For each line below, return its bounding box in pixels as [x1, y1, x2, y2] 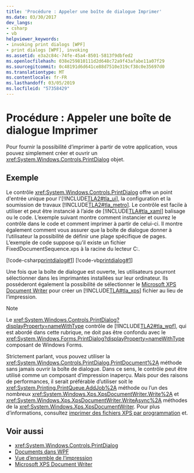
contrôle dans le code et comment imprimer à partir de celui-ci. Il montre [6, 220, 183, 227]
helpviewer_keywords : [6, 36, 60, 42]
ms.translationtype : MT [6, 69, 65, 75]
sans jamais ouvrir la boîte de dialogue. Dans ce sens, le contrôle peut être [6, 365, 188, 372]
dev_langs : [6, 20, 33, 25]
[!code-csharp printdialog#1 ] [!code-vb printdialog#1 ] [6, 257, 133, 264]
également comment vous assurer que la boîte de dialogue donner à [6, 226, 172, 234]
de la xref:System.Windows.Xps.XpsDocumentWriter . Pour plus [6, 403, 160, 410]
